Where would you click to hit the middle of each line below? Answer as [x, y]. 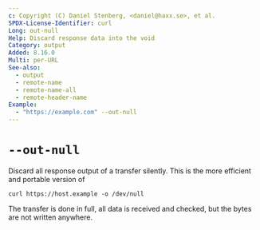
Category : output [37, 46]
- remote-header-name [51, 97]
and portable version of [47, 179]
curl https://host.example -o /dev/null [77, 194]
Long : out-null [33, 30]
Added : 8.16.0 [32, 53]
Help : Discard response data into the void [82, 38]
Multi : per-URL [33, 61]
